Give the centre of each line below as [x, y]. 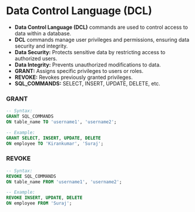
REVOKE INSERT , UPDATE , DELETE [44, 198]
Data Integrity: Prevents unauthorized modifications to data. [88, 64]
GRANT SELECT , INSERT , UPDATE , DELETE [53, 138]
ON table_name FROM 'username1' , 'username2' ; [64, 182]
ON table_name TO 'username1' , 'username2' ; [61, 122]
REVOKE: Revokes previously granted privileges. [74, 77]
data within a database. [43, 33]
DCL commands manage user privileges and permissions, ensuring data [102, 39]
